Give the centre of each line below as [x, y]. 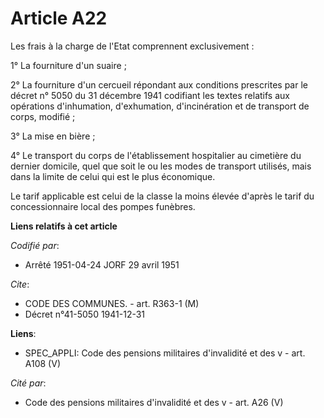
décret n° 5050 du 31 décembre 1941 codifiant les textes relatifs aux [150, 95]
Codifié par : [35, 245]
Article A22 [59, 18]
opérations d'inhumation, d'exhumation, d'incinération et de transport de [160, 106]
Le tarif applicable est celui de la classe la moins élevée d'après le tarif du [162, 196]
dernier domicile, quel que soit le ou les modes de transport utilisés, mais [161, 166]
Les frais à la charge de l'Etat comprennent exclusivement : [132, 46]
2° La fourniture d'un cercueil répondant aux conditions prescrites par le [159, 84]
